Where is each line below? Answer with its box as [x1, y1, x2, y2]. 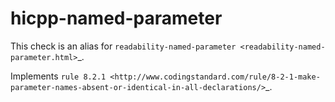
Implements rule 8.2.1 [10, 70, 107, 82]
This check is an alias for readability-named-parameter [10, 40, 237, 52]
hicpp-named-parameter [10, 7, 223, 30]
